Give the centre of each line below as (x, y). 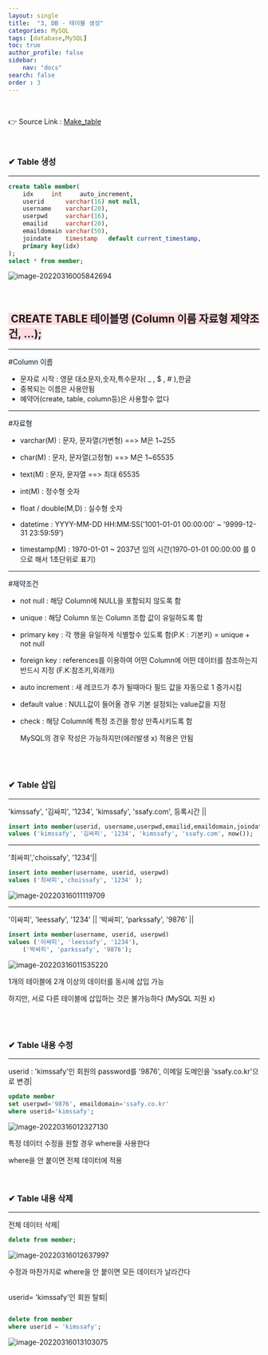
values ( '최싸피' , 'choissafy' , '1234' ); (76, 880)
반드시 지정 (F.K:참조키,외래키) (67, 670)
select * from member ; (46, 261)
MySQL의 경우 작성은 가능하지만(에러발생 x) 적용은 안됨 (106, 738)
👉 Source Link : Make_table (55, 122)
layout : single (33, 16)
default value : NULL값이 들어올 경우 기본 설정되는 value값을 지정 (123, 704)
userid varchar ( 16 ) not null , (82, 201)
